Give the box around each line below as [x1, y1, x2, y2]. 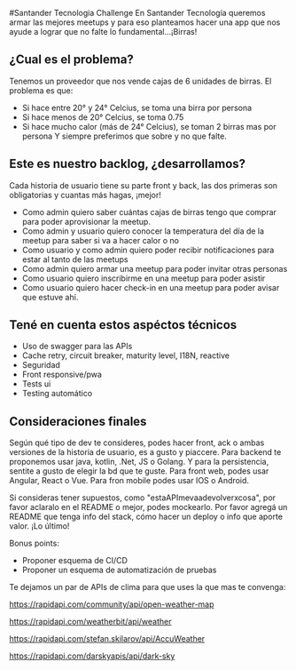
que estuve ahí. [21, 291, 79, 302]
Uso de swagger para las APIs [21, 341, 133, 352]
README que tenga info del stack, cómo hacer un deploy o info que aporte [9, 511, 284, 522]
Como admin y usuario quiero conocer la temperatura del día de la [21, 226, 264, 236]
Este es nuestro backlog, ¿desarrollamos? [9, 156, 246, 171]
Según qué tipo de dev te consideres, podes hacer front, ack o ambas [9, 437, 265, 448]
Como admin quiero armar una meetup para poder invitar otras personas [21, 263, 288, 274]
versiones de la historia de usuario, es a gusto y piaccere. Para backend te [9, 447, 282, 458]
